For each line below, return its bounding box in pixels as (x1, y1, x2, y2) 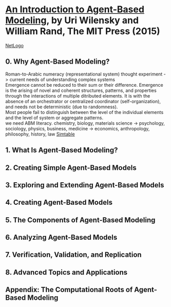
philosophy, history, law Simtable (5, 131, 75, 137)
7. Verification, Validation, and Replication (5, 251, 142, 259)
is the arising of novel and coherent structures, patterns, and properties (5, 87, 157, 93)
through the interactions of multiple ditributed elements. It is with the (5, 92, 150, 99)
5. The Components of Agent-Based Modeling (5, 216, 156, 224)
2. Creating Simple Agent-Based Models (5, 163, 137, 172)
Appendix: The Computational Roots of (5, 285, 133, 294)
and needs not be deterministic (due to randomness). (5, 104, 118, 110)
